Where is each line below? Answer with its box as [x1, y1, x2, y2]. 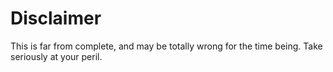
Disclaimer [10, 7, 102, 30]
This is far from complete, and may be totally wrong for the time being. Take [10, 40, 323, 52]
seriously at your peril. [10, 50, 103, 62]
